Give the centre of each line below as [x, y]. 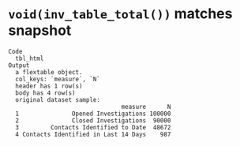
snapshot [40, 30]
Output [19, 65]
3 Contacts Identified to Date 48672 [93, 127]
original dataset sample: [58, 99]
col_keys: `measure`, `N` [58, 79]
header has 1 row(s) [49, 86]
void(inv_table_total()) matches [120, 14]
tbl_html [30, 58]
